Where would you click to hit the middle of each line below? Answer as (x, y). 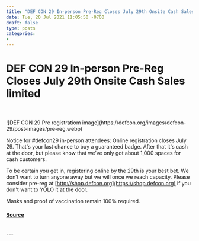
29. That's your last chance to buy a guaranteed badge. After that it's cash (97, 146)
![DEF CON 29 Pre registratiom (44, 123)
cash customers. (27, 159)
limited (23, 94)
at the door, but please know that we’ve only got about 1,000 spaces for (94, 153)
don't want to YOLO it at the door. (47, 189)
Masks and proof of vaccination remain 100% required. (73, 201)
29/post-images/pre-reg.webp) (44, 128)
